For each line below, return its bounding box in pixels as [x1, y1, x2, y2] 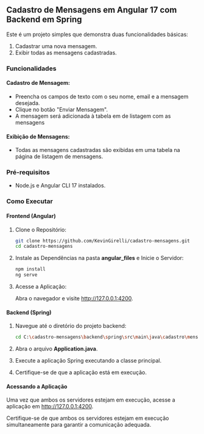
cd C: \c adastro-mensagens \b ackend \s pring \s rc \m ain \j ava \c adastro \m [15, 334, 191, 341]
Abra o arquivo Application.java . [15, 345, 98, 353]
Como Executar [6, 197, 53, 206]
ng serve [15, 272, 38, 278]
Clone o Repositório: [15, 226, 67, 233]
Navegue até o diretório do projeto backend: [15, 322, 127, 330]
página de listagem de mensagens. [15, 153, 104, 161]
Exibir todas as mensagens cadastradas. [15, 49, 117, 56]
